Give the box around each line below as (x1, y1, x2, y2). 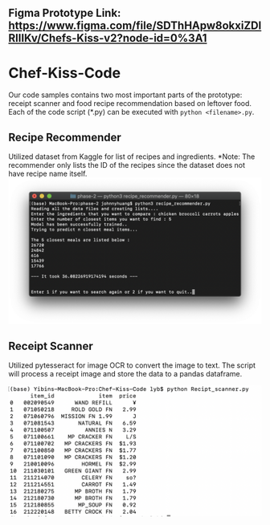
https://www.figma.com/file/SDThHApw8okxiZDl (8, 19, 262, 33)
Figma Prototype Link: (8, 6, 121, 20)
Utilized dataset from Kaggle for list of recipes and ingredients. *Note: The (8, 152, 256, 161)
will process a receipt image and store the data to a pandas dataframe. (8, 369, 243, 379)
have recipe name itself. (8, 169, 88, 179)
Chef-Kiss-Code (8, 63, 121, 82)
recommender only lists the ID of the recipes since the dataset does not (8, 161, 246, 170)
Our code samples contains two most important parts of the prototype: (8, 90, 243, 100)
